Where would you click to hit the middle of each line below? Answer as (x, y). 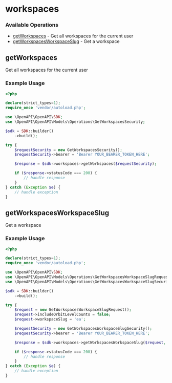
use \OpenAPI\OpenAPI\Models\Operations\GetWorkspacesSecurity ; (75, 122)
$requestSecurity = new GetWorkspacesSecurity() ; (69, 150)
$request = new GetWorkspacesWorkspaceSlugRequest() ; (73, 310)
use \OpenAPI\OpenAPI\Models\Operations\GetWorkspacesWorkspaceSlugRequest (88, 277)
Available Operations (32, 25)
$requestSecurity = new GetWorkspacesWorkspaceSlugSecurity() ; (83, 329)
